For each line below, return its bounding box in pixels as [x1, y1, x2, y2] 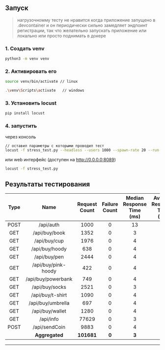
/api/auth [38, 221, 60, 228]
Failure [102, 201, 118, 208]
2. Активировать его [5, 68, 57, 74]
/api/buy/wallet [31, 308, 66, 315]
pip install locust [5, 111, 45, 116]
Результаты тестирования [5, 180, 90, 188]
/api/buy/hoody [31, 245, 67, 252]
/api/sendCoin [32, 323, 65, 330]
